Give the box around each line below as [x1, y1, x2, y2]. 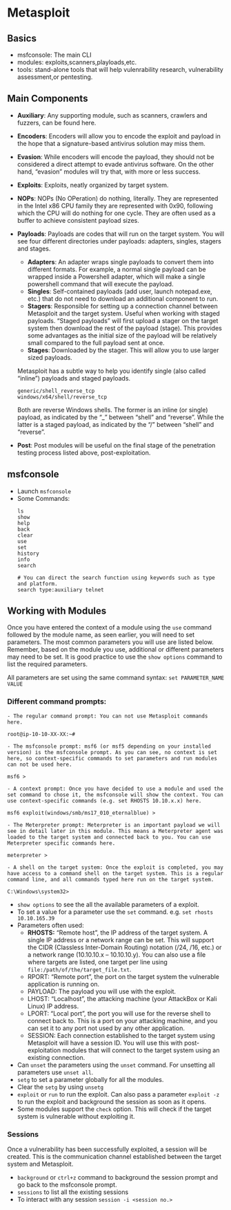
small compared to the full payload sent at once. [27, 338, 165, 347]
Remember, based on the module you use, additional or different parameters [7, 645, 224, 654]
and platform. [17, 580, 58, 587]
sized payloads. [27, 353, 72, 361]
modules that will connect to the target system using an [61, 1046, 220, 1054]
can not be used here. [7, 761, 72, 768]
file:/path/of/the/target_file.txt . [27, 965, 132, 973]
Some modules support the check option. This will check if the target [17, 1105, 212, 1113]
